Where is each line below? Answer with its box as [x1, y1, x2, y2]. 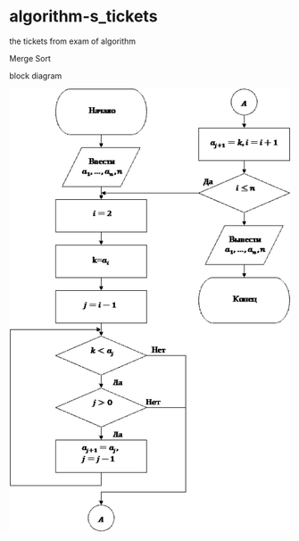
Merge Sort [9, 53, 51, 63]
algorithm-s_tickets [9, 6, 158, 27]
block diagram [9, 70, 62, 81]
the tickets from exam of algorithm [9, 36, 137, 46]
